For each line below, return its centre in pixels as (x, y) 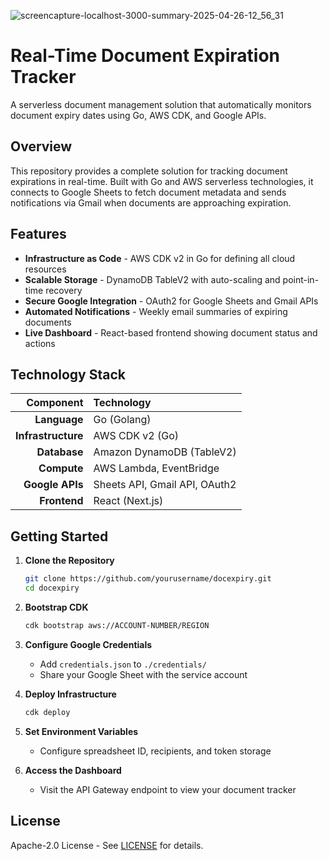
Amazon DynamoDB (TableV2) (165, 452)
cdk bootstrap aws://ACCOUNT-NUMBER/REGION (117, 625)
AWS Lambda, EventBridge (156, 468)
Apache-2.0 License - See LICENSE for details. (107, 845)
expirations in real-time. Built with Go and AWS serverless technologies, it (162, 181)
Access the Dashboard (73, 770)
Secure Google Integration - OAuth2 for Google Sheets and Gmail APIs (171, 301)
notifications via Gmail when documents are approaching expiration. (151, 202)
